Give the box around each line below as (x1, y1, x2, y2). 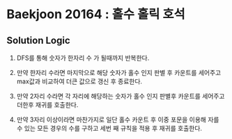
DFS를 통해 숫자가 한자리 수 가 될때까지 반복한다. (16, 54, 150, 62)
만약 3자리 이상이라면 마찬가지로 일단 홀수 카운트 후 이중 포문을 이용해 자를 (16, 115, 219, 124)
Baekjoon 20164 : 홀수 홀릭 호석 (6, 6, 185, 22)
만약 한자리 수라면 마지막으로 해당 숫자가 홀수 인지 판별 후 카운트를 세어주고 (16, 69, 222, 76)
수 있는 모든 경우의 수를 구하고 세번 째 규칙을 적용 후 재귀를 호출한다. (16, 124, 203, 132)
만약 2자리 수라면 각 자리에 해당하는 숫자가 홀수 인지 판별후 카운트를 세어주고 (16, 92, 225, 100)
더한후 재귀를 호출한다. (16, 101, 79, 108)
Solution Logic (6, 34, 70, 46)
